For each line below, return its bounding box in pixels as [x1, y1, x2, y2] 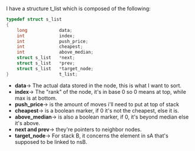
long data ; [17, 27, 73, 33]
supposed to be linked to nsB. [14, 138, 87, 145]
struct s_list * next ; [17, 55, 76, 61]
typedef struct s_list [6, 17, 62, 22]
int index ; [17, 32, 76, 39]
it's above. [14, 119, 40, 126]
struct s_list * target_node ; [17, 65, 94, 71]
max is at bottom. [14, 94, 57, 101]
